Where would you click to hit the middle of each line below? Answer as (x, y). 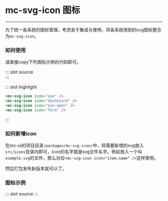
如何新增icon (21, 133)
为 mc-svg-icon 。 (22, 36)
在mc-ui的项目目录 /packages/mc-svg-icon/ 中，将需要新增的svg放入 (74, 145)
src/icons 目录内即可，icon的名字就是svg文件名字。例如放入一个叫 (74, 152)
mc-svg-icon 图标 (43, 10)
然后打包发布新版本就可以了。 (36, 168)
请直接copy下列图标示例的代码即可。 (43, 62)
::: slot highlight (21, 87)
